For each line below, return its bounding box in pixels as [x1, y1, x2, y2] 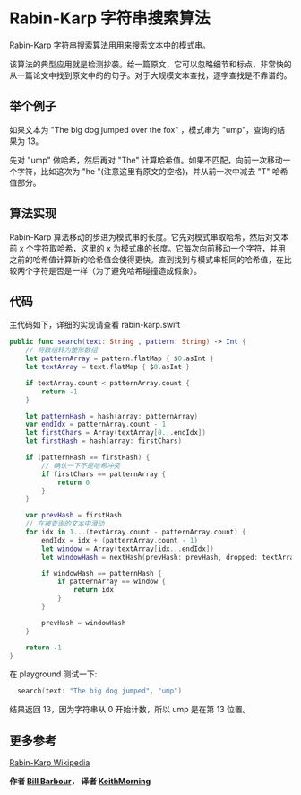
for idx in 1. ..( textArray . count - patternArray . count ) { [25, 527, 246, 536]
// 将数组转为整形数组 [25, 346, 99, 355]
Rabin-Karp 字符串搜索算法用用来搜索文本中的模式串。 [9, 40, 211, 50]
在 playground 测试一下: [9, 668, 98, 679]
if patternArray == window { [56, 577, 167, 587]
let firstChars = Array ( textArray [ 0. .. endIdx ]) [25, 428, 206, 437]
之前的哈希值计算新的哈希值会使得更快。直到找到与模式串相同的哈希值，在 [9, 253, 284, 265]
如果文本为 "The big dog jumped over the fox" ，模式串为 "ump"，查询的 [9, 124, 278, 135]
